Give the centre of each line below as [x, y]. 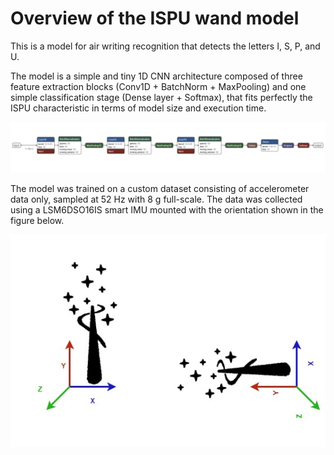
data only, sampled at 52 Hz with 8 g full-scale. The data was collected [156, 199]
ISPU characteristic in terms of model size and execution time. [138, 108]
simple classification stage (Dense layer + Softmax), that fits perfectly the [161, 97]
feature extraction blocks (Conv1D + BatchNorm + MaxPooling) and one [158, 86]
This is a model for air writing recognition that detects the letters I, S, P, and [165, 46]
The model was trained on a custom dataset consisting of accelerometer [160, 188]
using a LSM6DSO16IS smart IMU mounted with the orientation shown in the [167, 209]
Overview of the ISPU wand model [155, 18]
